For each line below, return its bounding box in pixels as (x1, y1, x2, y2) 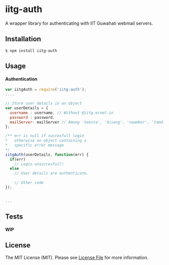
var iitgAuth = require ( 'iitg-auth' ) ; (5, 87, 87, 92)
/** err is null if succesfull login (5, 134, 84, 139)
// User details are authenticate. (14, 171, 89, 176)
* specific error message (5, 143, 64, 148)
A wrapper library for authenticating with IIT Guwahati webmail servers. (5, 20, 153, 26)
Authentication (5, 76, 38, 82)
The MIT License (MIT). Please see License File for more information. (5, 254, 148, 260)
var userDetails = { (5, 105, 49, 110)
